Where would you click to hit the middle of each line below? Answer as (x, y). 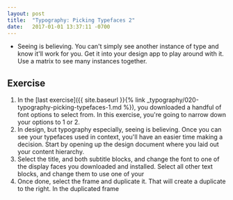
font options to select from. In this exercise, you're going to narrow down (121, 115)
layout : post (26, 14)
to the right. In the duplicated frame (68, 189)
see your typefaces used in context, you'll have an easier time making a (120, 137)
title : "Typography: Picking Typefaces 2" (71, 20)
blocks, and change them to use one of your (81, 174)
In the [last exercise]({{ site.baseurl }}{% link (81, 100)
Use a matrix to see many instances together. (82, 61)
